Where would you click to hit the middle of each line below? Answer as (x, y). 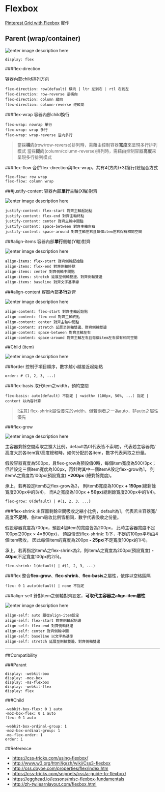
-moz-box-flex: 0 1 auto (30, 713)
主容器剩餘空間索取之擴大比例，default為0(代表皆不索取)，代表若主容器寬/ (81, 446)
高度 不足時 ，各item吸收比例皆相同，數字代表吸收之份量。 (63, 517)
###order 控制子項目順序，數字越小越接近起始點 (54, 366)
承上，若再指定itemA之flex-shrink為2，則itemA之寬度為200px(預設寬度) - (79, 550)
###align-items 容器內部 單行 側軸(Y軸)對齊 (48, 241)
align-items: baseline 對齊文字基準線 (42, 282)
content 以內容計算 (23, 401)
